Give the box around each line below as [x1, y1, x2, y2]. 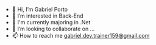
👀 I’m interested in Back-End [12, 12, 83, 19]
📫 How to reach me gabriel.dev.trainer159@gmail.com [12, 32, 150, 39]
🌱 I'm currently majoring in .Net [12, 19, 91, 26]
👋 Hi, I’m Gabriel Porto [12, 6, 68, 13]
